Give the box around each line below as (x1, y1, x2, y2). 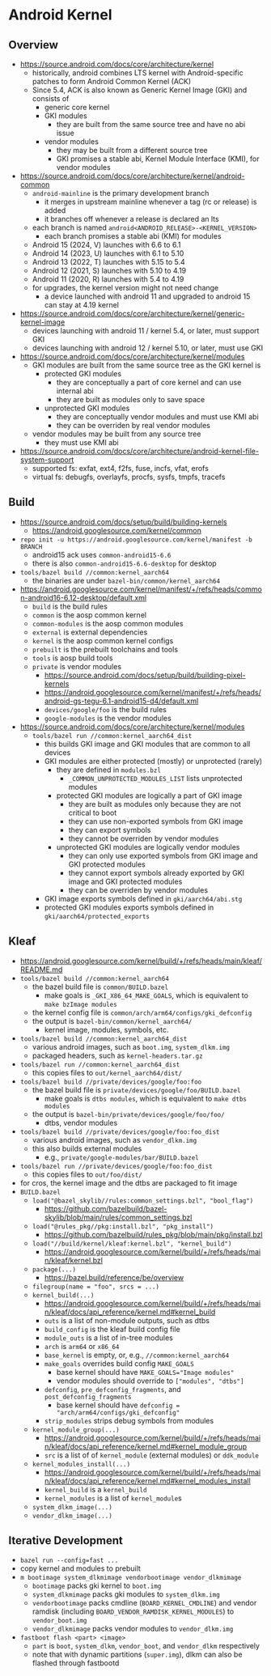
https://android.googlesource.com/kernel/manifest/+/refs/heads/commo (19, 584, 263, 594)
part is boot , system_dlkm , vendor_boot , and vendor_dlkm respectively (32, 1641, 260, 1651)
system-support (19, 455, 74, 465)
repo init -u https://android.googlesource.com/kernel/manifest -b (19, 536, 252, 544)
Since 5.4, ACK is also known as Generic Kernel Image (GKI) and (32, 85, 248, 95)
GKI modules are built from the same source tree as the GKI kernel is (32, 360, 261, 370)
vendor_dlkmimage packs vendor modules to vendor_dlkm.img (32, 1624, 234, 1634)
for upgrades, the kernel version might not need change (32, 283, 219, 292)
